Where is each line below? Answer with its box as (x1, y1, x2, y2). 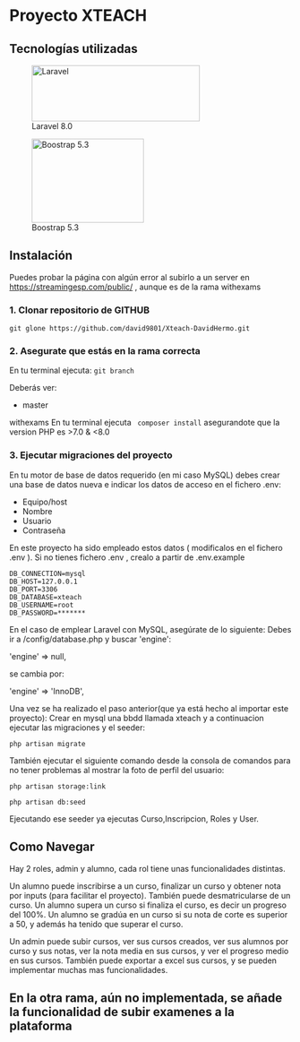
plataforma (9, 1018, 73, 1033)
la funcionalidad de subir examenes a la (9, 1004, 236, 1020)
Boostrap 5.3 (31, 222, 79, 233)
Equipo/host (21, 496, 68, 507)
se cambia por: (9, 668, 64, 679)
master (21, 400, 49, 410)
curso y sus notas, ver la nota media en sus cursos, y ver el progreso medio (9, 945, 289, 956)
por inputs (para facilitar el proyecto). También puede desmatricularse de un (9, 890, 291, 900)
